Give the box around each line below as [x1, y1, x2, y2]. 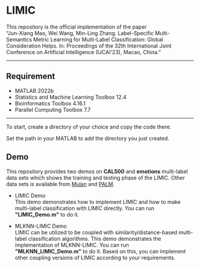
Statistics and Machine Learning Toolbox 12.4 [14, 93, 127, 100]
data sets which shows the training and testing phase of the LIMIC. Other [6, 174, 186, 181]
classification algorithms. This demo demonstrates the [28, 235, 162, 242]
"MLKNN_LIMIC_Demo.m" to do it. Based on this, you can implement [14, 247, 186, 255]
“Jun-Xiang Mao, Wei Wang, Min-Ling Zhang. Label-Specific [6, 29, 154, 36]
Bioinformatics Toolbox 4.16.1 [14, 99, 86, 107]
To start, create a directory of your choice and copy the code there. [6, 123, 171, 130]
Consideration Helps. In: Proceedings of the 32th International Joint [6, 42, 172, 49]
